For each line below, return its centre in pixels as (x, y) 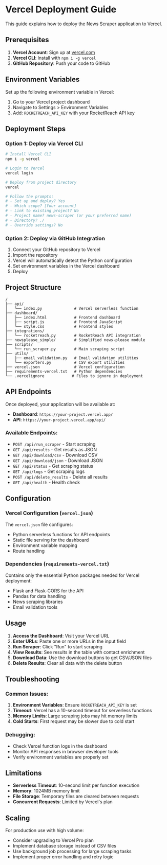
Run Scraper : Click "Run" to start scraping (57, 646)
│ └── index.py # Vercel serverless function (72, 308)
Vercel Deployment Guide (61, 10)
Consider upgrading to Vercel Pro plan (53, 840)
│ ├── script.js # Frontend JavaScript (64, 322)
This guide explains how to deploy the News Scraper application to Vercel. (84, 24)
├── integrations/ (25, 331)
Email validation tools (35, 607)
